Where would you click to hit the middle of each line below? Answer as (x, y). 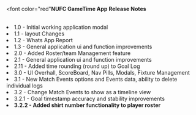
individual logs (24, 86)
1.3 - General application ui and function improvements (83, 46)
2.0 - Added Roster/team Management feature (73, 53)
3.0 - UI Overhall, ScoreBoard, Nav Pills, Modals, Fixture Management (102, 72)
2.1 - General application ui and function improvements (83, 60)
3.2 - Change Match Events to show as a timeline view (83, 92)
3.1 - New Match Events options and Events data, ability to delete (96, 79)
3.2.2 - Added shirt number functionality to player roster (88, 105)
